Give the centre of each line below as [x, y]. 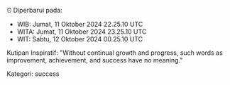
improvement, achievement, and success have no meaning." [95, 60]
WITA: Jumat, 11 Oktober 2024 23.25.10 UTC [82, 32]
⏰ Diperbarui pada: [35, 10]
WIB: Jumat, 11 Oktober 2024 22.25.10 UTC [80, 24]
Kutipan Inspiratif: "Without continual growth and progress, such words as [115, 53]
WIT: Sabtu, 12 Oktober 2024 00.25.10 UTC [80, 39]
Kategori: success [33, 74]
